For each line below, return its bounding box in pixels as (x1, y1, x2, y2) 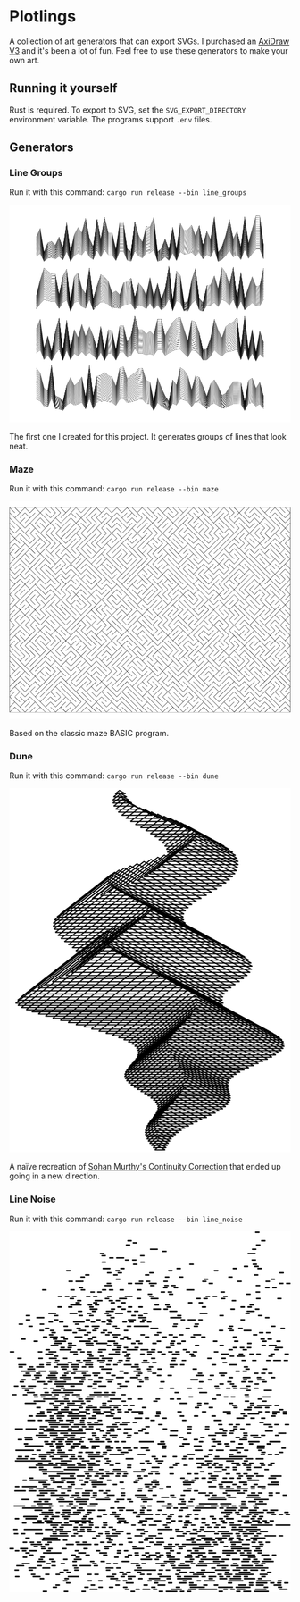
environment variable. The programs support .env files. (9, 113, 212, 124)
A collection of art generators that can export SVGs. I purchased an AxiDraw (9, 36, 290, 46)
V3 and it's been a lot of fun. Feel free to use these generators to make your (9, 45, 288, 55)
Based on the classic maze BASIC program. (9, 727, 170, 738)
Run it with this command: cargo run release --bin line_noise (9, 1213, 243, 1224)
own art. (9, 55, 40, 65)
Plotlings (9, 6, 77, 27)
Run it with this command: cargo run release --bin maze (9, 483, 219, 494)
